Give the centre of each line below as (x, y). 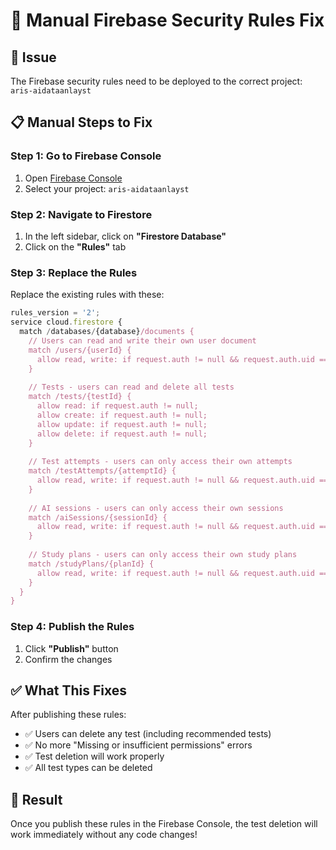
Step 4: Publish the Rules (72, 627)
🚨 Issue (33, 57)
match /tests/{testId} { (80, 397)
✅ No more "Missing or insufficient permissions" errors (138, 745)
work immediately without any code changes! (104, 835)
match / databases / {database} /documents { (107, 332)
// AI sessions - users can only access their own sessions (156, 508)
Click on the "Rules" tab (75, 246)
